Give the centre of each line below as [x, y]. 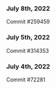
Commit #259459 [28, 22]
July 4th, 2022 [28, 66]
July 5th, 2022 [28, 38]
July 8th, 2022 [28, 8]
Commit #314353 [28, 50]
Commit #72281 [26, 80]
